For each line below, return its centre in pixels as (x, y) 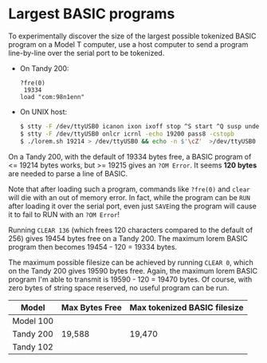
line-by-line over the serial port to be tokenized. (86, 53)
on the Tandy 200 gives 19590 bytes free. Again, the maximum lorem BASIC (133, 270)
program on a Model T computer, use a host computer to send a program (128, 44)
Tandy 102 (33, 346)
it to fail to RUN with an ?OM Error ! (64, 214)
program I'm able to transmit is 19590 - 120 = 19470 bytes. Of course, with (130, 279)
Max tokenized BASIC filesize (187, 307)
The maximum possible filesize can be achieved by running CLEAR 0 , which (131, 262)
